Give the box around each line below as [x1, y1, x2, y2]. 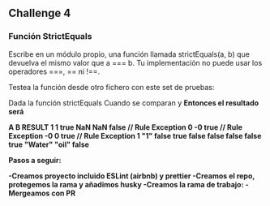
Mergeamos [8, 188, 50, 198]
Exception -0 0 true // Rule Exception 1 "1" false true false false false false [8, 131, 262, 140]
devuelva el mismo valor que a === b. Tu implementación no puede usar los [8, 58, 263, 67]
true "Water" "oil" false [8, 139, 89, 149]
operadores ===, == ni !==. [8, 67, 101, 76]
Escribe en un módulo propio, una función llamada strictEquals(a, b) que [8, 49, 250, 59]
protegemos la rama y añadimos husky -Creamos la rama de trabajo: [8, 179, 244, 189]
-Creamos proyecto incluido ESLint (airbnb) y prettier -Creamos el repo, [8, 170, 255, 181]
